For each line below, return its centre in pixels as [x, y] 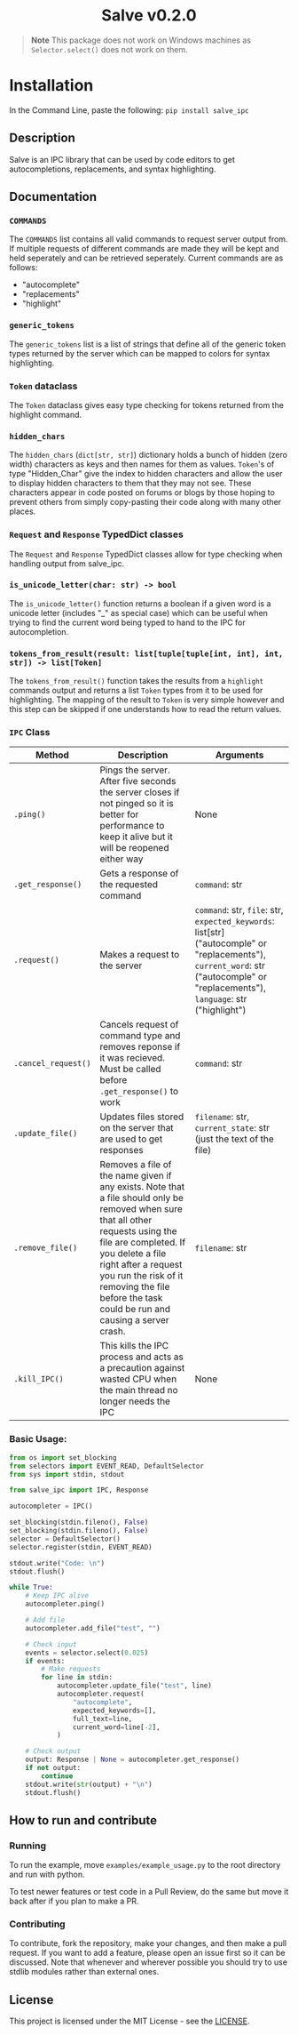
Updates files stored [142, 1117]
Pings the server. [135, 770]
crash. [113, 1332]
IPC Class [30, 733]
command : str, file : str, [239, 910]
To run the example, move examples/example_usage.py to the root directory [145, 1865]
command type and [140, 1036]
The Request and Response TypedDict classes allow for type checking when [146, 554]
